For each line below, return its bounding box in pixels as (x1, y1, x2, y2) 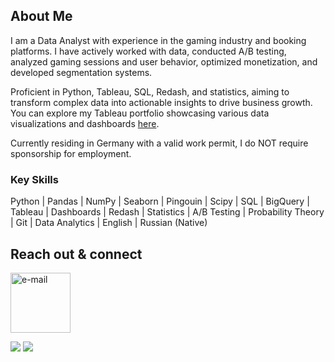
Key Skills (10, 172, 59, 186)
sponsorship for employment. (10, 147, 132, 159)
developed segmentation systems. (10, 66, 153, 78)
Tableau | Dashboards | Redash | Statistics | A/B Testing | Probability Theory (10, 206, 325, 218)
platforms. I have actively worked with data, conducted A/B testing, (10, 45, 287, 57)
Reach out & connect (10, 245, 143, 263)
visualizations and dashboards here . (10, 117, 160, 129)
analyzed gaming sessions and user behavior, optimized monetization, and (10, 55, 318, 68)
